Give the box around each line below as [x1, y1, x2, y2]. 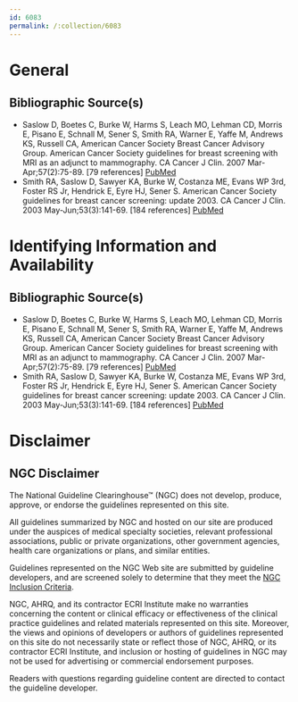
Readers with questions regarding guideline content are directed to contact [9, 673, 286, 683]
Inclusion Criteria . [9, 581, 74, 592]
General [9, 60, 70, 80]
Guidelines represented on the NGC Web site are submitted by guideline [9, 562, 274, 572]
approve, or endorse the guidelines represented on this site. [9, 499, 229, 510]
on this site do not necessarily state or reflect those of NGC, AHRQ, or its [9, 636, 277, 648]
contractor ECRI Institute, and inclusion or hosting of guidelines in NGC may [9, 646, 287, 656]
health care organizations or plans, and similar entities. [9, 545, 211, 556]
